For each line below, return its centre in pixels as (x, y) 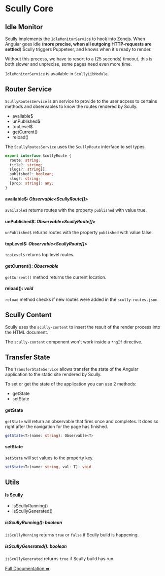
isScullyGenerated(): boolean (36, 546)
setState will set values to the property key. (49, 458)
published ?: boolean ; (32, 174)
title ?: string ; (26, 165)
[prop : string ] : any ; (32, 184)
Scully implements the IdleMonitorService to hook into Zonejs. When (75, 39)
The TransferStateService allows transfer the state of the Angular (72, 369)
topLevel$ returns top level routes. (40, 255)
